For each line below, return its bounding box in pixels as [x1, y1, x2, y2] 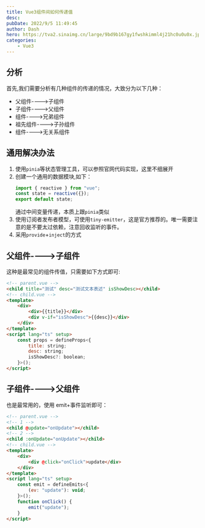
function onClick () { [17, 499, 72, 505]
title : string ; [28, 343, 67, 349]
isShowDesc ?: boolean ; [28, 354, 86, 361]
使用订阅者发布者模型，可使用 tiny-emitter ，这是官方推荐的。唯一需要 [15, 216, 193, 223]
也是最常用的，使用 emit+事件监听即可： [6, 401, 108, 408]
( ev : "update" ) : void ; [28, 487, 86, 494]
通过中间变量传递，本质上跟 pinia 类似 [15, 208, 110, 216]
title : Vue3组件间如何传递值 [6, 9, 73, 15]
